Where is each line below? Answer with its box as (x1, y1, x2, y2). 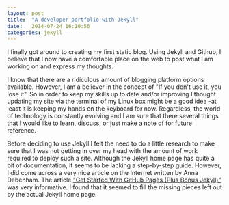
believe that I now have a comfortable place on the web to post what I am (7, 55, 214, 64)
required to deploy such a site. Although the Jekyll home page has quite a (7, 154, 215, 163)
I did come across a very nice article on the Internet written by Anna (7, 169, 198, 177)
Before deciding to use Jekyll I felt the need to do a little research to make (7, 139, 215, 148)
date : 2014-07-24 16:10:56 (7, 23, 90, 29)
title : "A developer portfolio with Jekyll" (7, 16, 139, 23)
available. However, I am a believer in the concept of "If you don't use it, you (7, 83, 222, 91)
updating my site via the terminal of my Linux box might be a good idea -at (7, 97, 217, 106)
